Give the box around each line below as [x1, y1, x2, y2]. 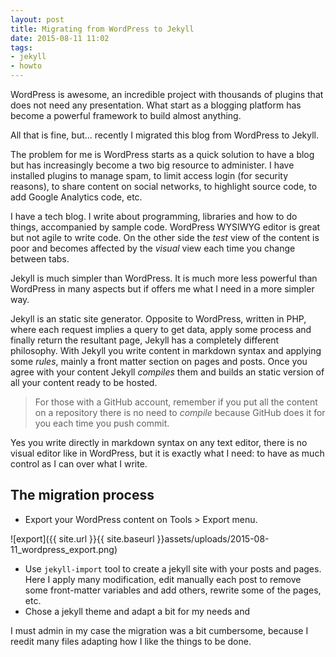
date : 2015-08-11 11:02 [10, 33, 110, 43]
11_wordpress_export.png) [10, 543, 118, 555]
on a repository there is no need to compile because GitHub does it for [34, 407, 326, 418]
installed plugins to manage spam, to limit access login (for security [10, 170, 289, 181]
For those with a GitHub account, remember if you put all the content [34, 396, 318, 408]
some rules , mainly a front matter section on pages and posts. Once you [10, 356, 308, 367]
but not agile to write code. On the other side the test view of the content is [10, 232, 320, 243]
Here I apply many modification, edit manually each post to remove [24, 573, 302, 585]
